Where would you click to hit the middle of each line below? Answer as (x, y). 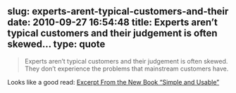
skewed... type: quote (56, 44)
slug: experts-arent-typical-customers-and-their (118, 12)
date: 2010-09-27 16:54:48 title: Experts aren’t (113, 23)
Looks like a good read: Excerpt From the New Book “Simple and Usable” (113, 82)
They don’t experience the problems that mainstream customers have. (126, 69)
